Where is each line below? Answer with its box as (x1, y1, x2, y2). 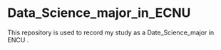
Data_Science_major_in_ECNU (7, 5, 191, 21)
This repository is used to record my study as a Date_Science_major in (7, 28, 215, 37)
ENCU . (7, 35, 29, 44)
